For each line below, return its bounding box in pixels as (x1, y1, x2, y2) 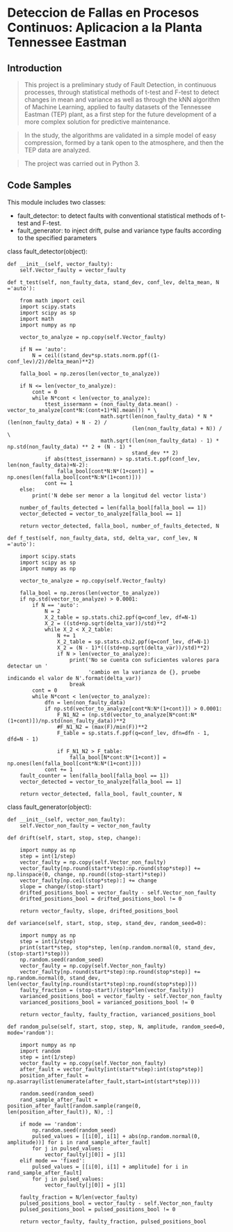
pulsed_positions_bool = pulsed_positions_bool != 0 (19, 1206, 176, 1213)
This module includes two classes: (7, 198, 106, 206)
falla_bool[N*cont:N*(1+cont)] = (69, 754, 167, 761)
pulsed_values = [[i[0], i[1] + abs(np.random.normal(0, (32, 1132, 200, 1139)
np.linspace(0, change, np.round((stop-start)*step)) (7, 871, 167, 878)
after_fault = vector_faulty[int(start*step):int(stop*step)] (19, 1066, 204, 1073)
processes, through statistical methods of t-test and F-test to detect (24, 88, 220, 96)
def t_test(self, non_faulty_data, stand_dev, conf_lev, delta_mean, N (7, 278, 219, 286)
